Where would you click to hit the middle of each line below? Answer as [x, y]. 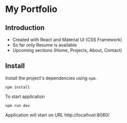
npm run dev [17, 105]
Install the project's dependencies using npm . [51, 78]
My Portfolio [31, 9]
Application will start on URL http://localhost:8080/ [57, 115]
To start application [25, 96]
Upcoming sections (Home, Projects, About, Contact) [67, 50]
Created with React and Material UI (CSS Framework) [67, 39]
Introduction [25, 28]
